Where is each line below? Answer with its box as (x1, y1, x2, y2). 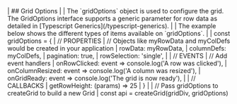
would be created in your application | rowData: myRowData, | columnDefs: (7, 44, 226, 52)
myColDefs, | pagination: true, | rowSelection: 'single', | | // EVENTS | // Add (7, 52, 228, 60)
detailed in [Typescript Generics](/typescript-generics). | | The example (7, 22, 216, 30)
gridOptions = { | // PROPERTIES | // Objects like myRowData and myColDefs (7, 37, 231, 45)
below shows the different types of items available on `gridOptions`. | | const (7, 30, 231, 37)
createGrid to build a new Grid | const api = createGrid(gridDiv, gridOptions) (7, 89, 229, 97)
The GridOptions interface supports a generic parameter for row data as (7, 14, 218, 22)
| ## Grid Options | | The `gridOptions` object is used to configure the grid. (7, 7, 224, 15)
